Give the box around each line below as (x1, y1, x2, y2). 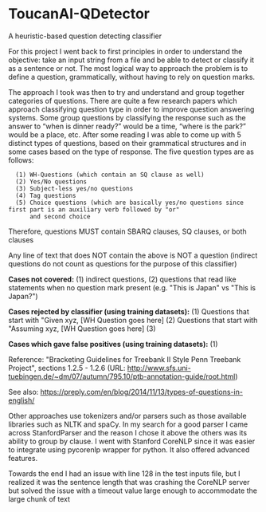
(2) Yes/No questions (15, 177, 88, 186)
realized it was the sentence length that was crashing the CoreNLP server (8, 477, 250, 486)
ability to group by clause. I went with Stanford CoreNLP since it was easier (8, 436, 256, 446)
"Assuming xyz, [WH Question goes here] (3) (8, 324, 157, 333)
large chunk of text (8, 494, 70, 503)
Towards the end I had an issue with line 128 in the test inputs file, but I (8, 468, 241, 479)
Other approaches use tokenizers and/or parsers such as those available (8, 411, 247, 420)
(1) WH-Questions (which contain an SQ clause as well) (15, 171, 205, 179)
